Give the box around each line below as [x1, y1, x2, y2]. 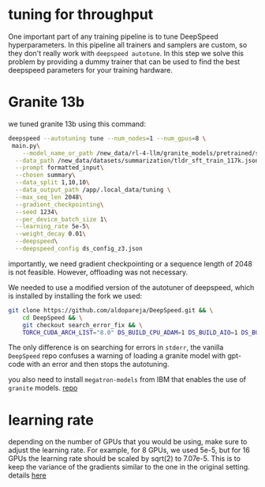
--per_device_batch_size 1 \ [15, 215, 108, 223]
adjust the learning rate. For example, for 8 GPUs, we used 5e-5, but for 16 [8, 445, 250, 455]
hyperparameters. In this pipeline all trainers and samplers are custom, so [8, 40, 248, 49]
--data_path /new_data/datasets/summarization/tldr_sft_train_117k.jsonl [15, 157, 263, 164]
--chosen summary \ [15, 172, 77, 179]
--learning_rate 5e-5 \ [15, 223, 90, 231]
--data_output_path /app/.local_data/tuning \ [15, 186, 171, 194]
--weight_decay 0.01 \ [15, 230, 87, 238]
